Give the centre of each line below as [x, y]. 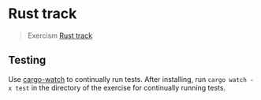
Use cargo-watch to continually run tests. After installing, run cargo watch [127, 79]
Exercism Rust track [60, 35]
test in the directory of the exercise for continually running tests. [121, 87]
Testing [27, 60]
